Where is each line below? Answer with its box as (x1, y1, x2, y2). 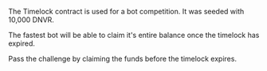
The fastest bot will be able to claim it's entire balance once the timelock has (8, 31, 260, 39)
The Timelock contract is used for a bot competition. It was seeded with (8, 7, 245, 16)
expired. (8, 39, 36, 48)
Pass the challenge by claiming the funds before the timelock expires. (8, 54, 238, 63)
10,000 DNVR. (8, 15, 54, 24)
